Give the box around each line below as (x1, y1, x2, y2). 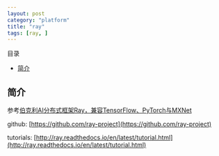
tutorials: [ (7, 133, 37, 142)
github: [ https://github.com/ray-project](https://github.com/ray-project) (7, 120, 212, 128)
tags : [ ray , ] (7, 29, 49, 37)
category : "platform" (7, 17, 70, 24)
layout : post (7, 10, 45, 17)
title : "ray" (7, 23, 45, 30)
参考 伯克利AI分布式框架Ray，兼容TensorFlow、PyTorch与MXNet (7, 106, 193, 114)
